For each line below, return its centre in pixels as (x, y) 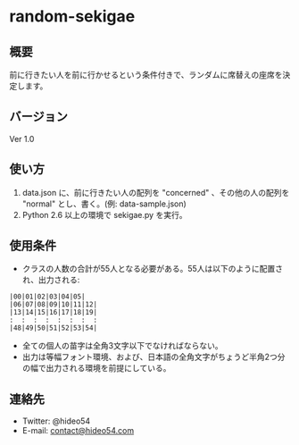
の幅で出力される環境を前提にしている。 (96, 368)
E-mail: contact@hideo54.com (78, 431)
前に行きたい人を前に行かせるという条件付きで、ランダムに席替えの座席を (146, 75)
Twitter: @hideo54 (56, 421)
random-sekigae (72, 17)
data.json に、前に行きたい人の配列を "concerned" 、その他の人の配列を (156, 192)
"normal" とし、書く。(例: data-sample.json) (104, 204)
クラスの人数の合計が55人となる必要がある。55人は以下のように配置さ (153, 269)
